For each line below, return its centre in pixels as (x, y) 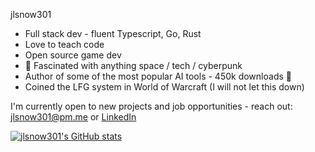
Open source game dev (73, 55)
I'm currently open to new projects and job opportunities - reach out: (151, 106)
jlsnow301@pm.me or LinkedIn (73, 117)
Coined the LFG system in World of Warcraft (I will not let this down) (164, 87)
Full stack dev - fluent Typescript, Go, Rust (113, 33)
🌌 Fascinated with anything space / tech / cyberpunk (133, 65)
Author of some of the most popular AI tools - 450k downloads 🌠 (158, 76)
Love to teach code (64, 44)
